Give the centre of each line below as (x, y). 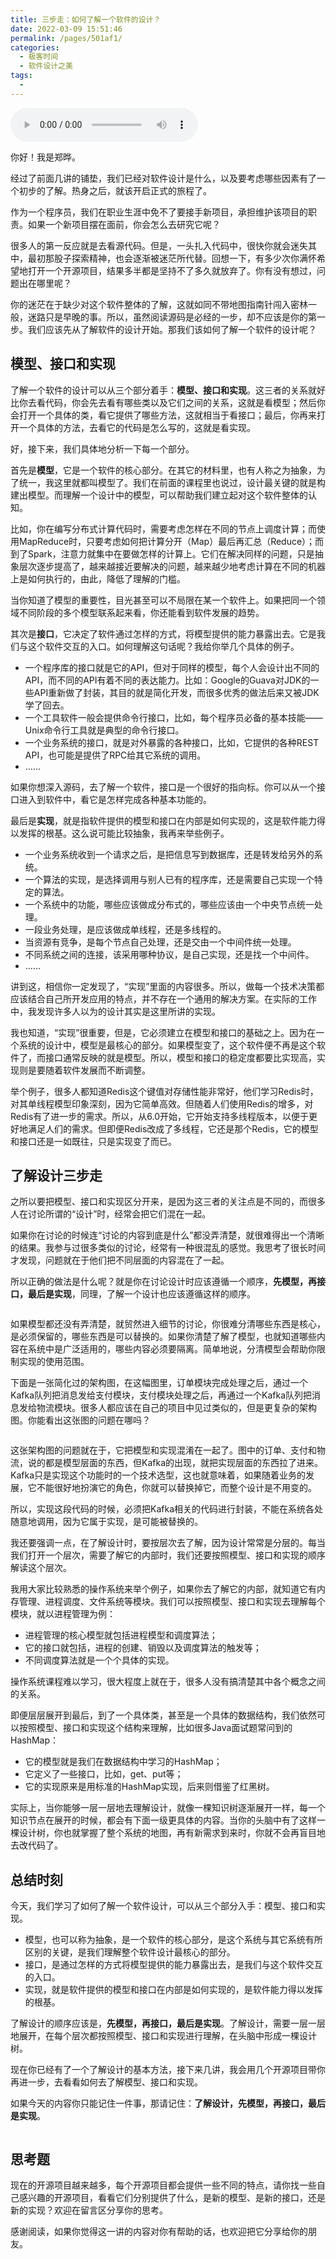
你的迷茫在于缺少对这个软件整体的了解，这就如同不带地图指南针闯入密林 (159, 304)
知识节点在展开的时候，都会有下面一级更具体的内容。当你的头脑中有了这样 (163, 1820)
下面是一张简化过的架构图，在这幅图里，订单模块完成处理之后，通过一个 (159, 1383)
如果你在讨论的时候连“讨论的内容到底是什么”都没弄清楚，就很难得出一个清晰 (167, 1235)
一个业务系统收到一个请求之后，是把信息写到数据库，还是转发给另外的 (169, 854)
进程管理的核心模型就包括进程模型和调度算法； (121, 1635)
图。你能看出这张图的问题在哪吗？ (80, 1420)
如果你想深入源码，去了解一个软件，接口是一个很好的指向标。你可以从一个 (163, 787)
